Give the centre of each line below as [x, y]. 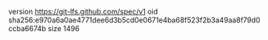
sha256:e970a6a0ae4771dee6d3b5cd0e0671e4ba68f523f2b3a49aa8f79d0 [134, 20]
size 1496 [64, 28]
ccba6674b [27, 28]
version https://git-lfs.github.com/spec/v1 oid [83, 12]
